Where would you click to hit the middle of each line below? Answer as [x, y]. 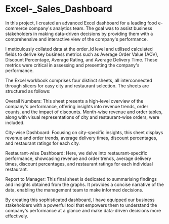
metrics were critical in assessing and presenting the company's [72, 65]
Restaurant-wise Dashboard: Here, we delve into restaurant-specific [76, 153]
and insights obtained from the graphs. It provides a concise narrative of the [85, 184]
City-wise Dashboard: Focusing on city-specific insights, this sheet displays [84, 132]
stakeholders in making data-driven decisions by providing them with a [79, 34]
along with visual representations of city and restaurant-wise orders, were [82, 117]
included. [15, 122]
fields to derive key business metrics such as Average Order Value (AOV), [82, 54]
